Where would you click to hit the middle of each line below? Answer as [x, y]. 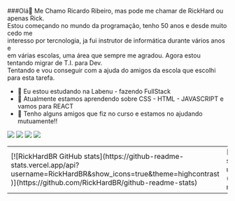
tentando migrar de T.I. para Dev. [55, 63]
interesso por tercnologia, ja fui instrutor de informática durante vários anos [116, 41]
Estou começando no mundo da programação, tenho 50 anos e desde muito [117, 26]
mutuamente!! [37, 121]
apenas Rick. [26, 18]
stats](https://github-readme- [134, 156]
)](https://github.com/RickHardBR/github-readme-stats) [104, 182]
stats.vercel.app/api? [45, 165]
